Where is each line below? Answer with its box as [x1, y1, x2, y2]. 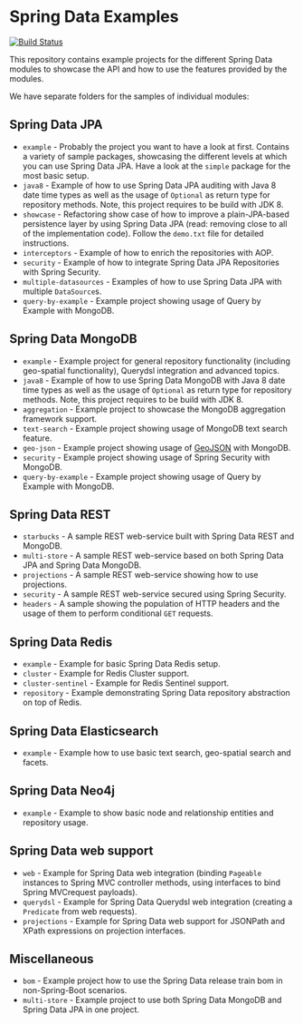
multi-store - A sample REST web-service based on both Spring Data [22, 551, 284, 561]
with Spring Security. [22, 266, 101, 278]
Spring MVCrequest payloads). [22, 886, 138, 897]
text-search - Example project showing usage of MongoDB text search [22, 423, 288, 434]
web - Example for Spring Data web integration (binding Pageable [22, 867, 262, 878]
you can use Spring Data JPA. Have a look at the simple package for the [22, 161, 291, 171]
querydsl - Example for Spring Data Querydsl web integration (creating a [22, 896, 293, 907]
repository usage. [22, 816, 89, 827]
